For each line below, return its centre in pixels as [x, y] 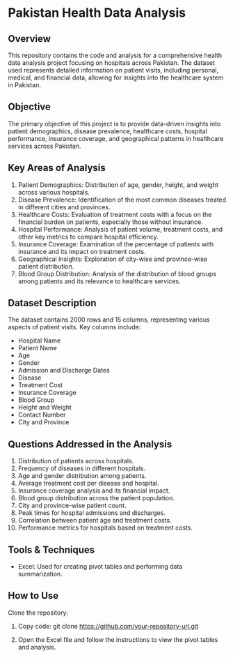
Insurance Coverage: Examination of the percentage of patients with [116, 244]
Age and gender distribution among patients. [82, 476]
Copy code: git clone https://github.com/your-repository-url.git [108, 626]
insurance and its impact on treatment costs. [82, 251]
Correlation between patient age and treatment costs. [95, 521]
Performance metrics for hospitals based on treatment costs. [105, 528]
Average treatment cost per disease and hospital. [88, 484]
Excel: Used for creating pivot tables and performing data [100, 567]
